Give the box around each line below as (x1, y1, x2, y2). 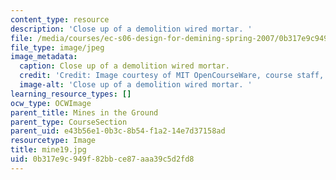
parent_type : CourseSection (10, 117, 128, 127)
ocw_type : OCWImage (10, 98, 92, 108)
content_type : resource (10, 14, 110, 25)
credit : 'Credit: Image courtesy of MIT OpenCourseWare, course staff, (19, 71, 325, 81)
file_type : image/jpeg (10, 42, 105, 53)
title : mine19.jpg (10, 145, 87, 155)
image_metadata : (10, 52, 78, 62)
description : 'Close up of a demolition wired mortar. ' (10, 24, 253, 34)
